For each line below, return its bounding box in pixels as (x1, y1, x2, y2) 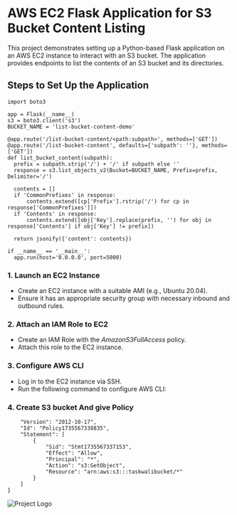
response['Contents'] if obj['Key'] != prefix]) (7, 223, 154, 230)
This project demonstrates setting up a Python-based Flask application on (7, 43, 225, 52)
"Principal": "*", (45, 455, 100, 463)
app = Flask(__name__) (7, 110, 75, 118)
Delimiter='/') (7, 173, 53, 180)
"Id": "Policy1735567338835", (20, 425, 110, 432)
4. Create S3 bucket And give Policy (7, 402, 134, 412)
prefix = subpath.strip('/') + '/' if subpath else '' (14, 160, 180, 168)
